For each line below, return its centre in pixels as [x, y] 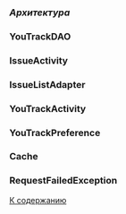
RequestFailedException [63, 181]
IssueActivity [39, 60]
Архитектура [40, 13]
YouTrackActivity [48, 108]
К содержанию [38, 200]
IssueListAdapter [47, 84]
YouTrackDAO [40, 36]
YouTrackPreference [55, 133]
